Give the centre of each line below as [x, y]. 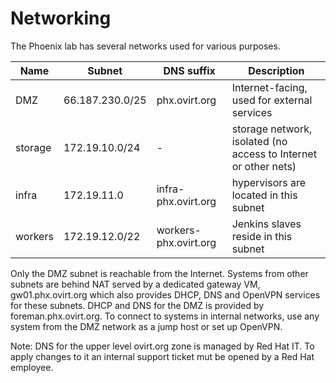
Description [276, 70]
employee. [32, 367]
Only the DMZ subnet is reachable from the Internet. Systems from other [159, 273]
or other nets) [264, 166]
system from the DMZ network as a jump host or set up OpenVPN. [146, 326]
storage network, [272, 129]
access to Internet [274, 154]
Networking [61, 18]
